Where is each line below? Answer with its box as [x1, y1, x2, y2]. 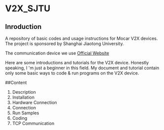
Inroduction [5, 23, 42, 31]
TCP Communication [12, 121, 55, 126]
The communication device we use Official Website [5, 50, 109, 56]
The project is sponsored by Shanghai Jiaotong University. [5, 41, 124, 47]
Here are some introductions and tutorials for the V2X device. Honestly [5, 60, 149, 65]
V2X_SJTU [5, 3, 51, 14]
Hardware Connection [12, 100, 58, 105]
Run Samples [12, 110, 39, 116]
